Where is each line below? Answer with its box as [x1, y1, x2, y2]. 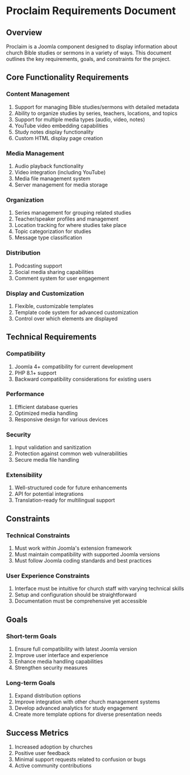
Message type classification [14, 234, 82, 241]
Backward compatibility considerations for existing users [14, 375, 152, 383]
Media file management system [14, 175, 91, 182]
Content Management [6, 90, 70, 98]
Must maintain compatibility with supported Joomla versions [14, 551, 160, 558]
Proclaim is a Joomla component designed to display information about [6, 43, 178, 50]
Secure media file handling [14, 456, 80, 463]
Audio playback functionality [14, 163, 84, 170]
